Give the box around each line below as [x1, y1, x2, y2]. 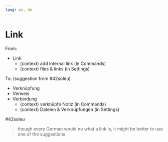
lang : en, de [5, 7, 33, 12]
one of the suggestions [17, 131, 66, 137]
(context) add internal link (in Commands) [20, 60, 106, 66]
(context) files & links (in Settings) [20, 65, 90, 71]
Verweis [12, 90, 30, 96]
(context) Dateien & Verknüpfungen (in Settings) [20, 106, 120, 112]
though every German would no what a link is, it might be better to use [17, 125, 163, 131]
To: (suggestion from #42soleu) [5, 75, 71, 81]
